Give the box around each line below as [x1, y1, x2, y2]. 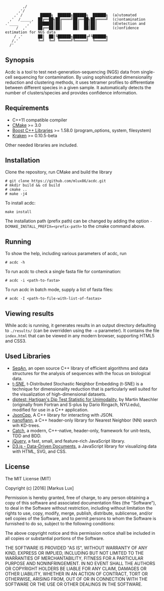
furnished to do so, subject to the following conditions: [5, 520, 115, 526]
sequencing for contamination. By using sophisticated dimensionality [13, 74, 153, 80]
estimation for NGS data [5, 30, 56, 35]
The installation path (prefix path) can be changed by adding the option [5, 218, 149, 224]
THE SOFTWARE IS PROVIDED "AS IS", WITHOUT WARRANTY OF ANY [5, 544, 148, 550]
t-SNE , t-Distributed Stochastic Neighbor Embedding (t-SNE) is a [12, 380, 143, 386]
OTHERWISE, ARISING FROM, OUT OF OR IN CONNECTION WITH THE [5, 576, 148, 582]
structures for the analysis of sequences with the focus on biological [12, 370, 151, 376]
